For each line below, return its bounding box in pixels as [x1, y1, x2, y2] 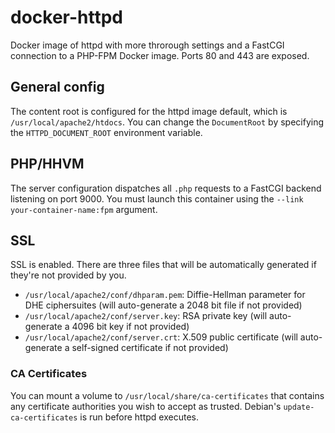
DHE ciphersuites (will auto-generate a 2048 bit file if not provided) [24, 299, 303, 311]
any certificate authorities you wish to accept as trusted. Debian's [10, 400, 282, 412]
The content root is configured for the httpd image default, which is [10, 105, 288, 117]
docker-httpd [10, 6, 124, 29]
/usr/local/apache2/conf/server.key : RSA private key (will [24, 310, 268, 322]
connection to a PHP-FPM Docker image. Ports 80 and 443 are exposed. [10, 49, 310, 61]
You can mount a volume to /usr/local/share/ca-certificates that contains [10, 389, 325, 401]
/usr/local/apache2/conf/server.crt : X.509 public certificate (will [24, 331, 298, 343]
